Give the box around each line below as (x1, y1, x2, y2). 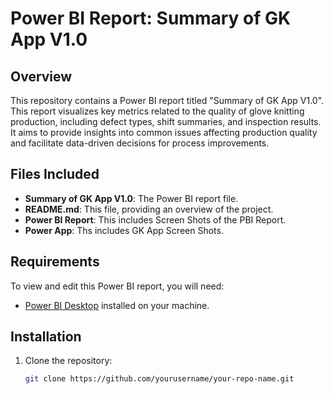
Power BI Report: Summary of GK (10, 7, 292, 30)
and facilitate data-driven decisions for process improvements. (10, 137, 270, 149)
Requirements (10, 253, 100, 271)
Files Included (10, 166, 100, 183)
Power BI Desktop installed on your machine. (24, 299, 210, 311)
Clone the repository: (24, 355, 113, 367)
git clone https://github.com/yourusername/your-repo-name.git (24, 374, 295, 384)
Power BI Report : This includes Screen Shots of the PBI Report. (24, 213, 287, 226)
